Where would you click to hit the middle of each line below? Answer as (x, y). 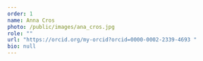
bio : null (22, 46)
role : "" (20, 33)
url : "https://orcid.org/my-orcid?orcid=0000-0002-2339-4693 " (102, 40)
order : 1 (20, 14)
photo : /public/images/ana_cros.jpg (61, 27)
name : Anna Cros (31, 20)
